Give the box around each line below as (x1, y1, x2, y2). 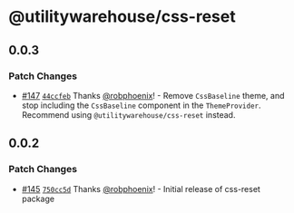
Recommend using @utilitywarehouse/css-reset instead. (21, 109, 236, 120)
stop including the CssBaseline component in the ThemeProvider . (21, 100, 261, 111)
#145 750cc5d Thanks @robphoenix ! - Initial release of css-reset (21, 183, 260, 194)
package (21, 193, 55, 204)
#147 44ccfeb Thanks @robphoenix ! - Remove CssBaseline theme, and (21, 90, 285, 101)
